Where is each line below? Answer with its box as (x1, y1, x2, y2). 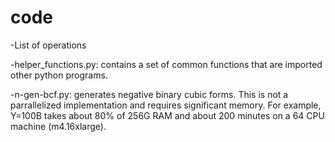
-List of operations (10, 39, 87, 51)
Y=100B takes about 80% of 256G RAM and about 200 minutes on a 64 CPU (10, 109, 325, 121)
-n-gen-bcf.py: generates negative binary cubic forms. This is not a (10, 88, 289, 100)
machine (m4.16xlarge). (10, 120, 107, 132)
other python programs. (10, 69, 108, 81)
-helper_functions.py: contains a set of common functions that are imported (10, 58, 323, 70)
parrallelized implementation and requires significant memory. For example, (10, 99, 322, 111)
